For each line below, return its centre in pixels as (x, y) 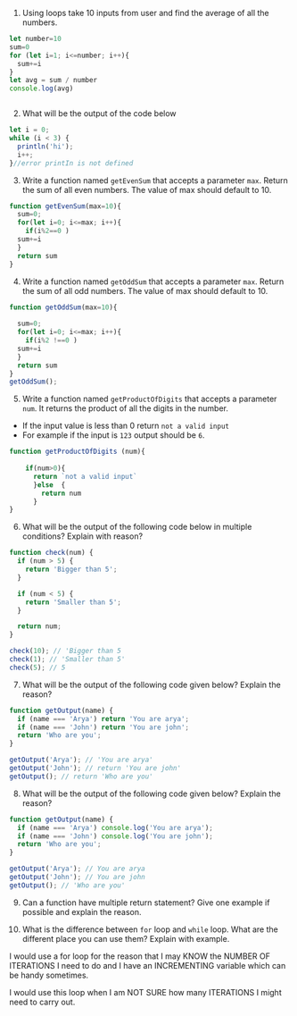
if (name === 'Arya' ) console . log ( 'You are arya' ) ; (115, 827)
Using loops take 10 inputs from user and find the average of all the (145, 13)
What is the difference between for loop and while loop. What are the (150, 929)
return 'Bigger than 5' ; (71, 569)
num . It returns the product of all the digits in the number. (125, 408)
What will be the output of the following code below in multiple (137, 527)
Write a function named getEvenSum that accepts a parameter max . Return (155, 180)
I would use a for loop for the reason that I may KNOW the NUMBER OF (140, 956)
